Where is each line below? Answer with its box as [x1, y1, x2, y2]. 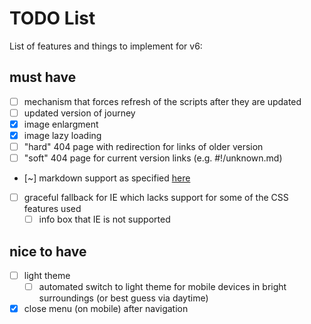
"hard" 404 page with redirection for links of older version [23, 141, 264, 152]
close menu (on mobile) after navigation [23, 303, 189, 315]
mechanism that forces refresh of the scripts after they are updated [23, 95, 302, 107]
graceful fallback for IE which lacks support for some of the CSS [23, 192, 289, 204]
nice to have [9, 243, 87, 260]
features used [23, 203, 82, 215]
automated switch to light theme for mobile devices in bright [38, 281, 287, 293]
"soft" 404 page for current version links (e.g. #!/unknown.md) [23, 152, 283, 164]
